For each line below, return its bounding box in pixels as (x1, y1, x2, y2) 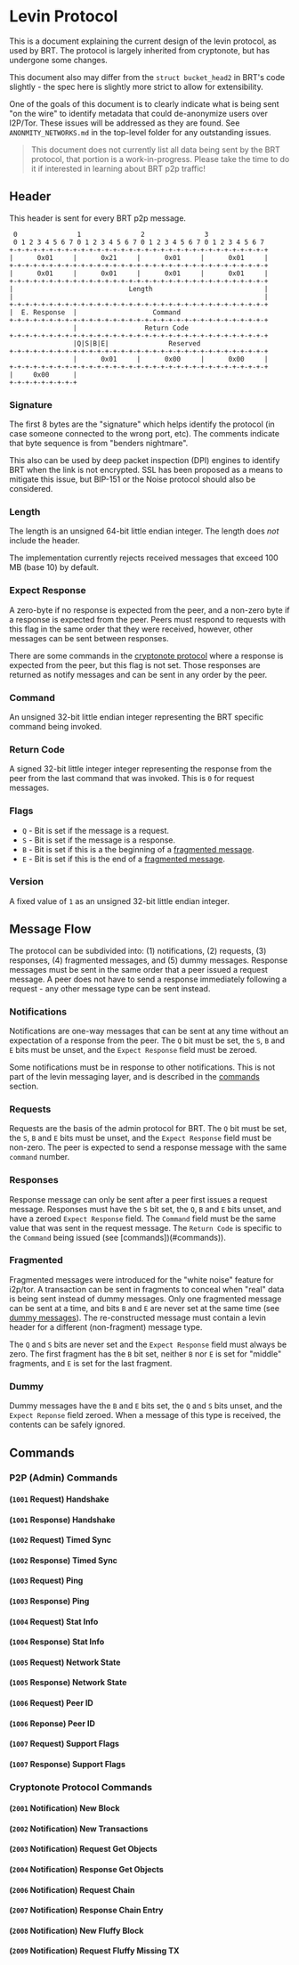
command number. (9, 1152, 70, 1162)
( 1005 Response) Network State (9, 1677, 127, 1688)
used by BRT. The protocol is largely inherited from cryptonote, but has (9, 45, 270, 55)
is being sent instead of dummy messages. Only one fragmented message (9, 1293, 282, 1304)
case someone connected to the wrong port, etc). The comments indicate (9, 428, 280, 439)
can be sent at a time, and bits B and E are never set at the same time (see (9, 1302, 280, 1313)
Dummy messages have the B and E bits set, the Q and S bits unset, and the (9, 1400, 283, 1411)
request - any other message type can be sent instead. (9, 982, 211, 994)
